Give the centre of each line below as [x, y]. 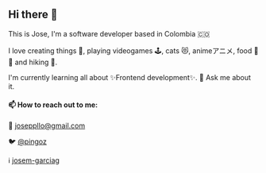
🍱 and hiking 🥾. [33, 62]
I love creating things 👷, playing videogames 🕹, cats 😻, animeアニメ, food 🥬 [133, 50]
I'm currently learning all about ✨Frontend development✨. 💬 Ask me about [130, 77]
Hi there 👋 [33, 15]
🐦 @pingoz [28, 142]
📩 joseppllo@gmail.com [47, 126]
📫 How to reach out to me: [53, 105]
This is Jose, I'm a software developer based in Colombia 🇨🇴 [109, 33]
